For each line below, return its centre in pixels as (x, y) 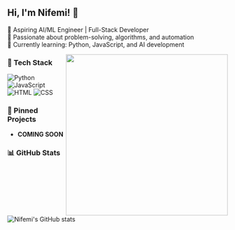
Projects (22, 119)
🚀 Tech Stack (30, 62)
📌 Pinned (23, 111)
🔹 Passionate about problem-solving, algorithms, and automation (101, 37)
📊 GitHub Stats (34, 153)
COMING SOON (40, 135)
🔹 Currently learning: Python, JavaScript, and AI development (96, 44)
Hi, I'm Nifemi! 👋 (43, 13)
